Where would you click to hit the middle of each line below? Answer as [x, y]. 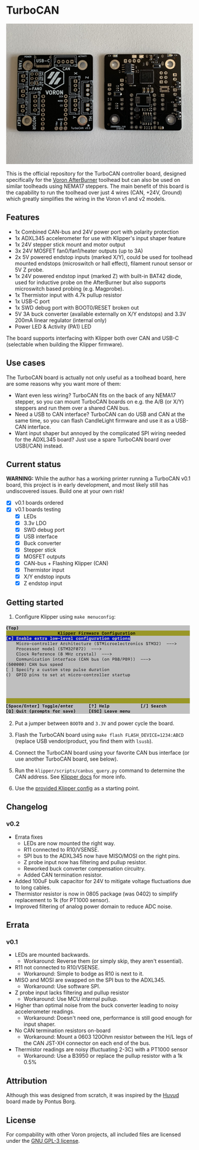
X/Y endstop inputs [47, 576]
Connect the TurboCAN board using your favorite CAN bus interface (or [102, 753]
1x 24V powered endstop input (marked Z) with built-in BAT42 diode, [98, 276]
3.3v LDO [35, 523]
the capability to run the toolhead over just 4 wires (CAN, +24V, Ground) [94, 192]
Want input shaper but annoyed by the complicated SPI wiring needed [100, 433]
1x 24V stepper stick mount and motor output [70, 244]
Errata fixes [29, 837]
